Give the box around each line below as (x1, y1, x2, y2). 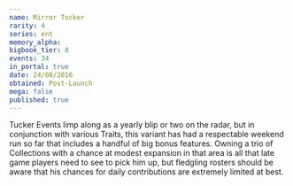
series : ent (9, 29, 53, 38)
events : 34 (9, 54, 50, 63)
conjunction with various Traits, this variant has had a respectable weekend (9, 129, 285, 140)
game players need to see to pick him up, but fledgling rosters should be (9, 157, 274, 168)
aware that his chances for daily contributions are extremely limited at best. (9, 167, 284, 177)
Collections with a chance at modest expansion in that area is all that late (9, 148, 275, 159)
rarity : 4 (9, 21, 46, 30)
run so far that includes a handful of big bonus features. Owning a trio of (9, 138, 274, 149)
